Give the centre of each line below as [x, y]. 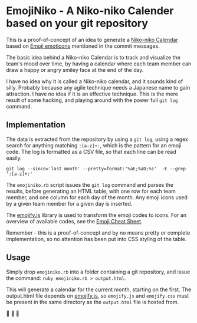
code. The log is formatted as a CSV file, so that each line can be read [91, 151]
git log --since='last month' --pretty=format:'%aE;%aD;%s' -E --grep [96, 169]
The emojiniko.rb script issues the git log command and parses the [90, 184]
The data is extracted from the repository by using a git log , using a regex [97, 139]
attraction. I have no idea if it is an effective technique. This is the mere [92, 94]
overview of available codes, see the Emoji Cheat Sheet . [74, 221]
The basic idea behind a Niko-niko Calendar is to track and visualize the [93, 57]
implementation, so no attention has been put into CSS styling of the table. [96, 239]
